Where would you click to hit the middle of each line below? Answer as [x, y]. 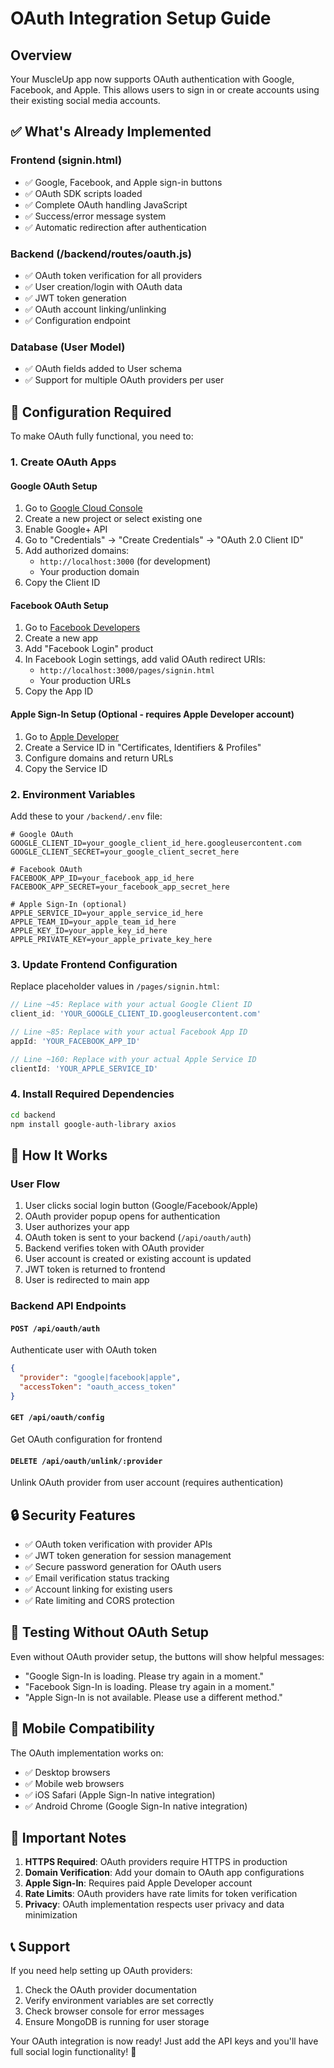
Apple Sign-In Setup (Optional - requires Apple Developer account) [152, 714]
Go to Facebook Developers [82, 628]
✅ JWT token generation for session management [128, 1556]
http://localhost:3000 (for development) [125, 561]
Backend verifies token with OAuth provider [114, 1248]
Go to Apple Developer [72, 736]
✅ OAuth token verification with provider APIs [118, 1544]
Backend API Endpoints [68, 1306]
